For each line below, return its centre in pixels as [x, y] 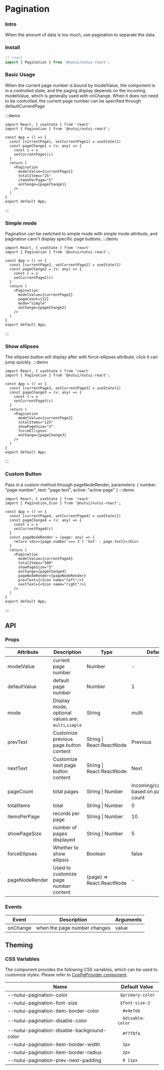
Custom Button [23, 474]
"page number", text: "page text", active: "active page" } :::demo [70, 490]
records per [66, 814]
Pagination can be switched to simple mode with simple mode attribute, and [81, 234]
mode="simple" [32, 304]
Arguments [129, 920]
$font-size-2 [135, 1003]
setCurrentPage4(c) [34, 529]
